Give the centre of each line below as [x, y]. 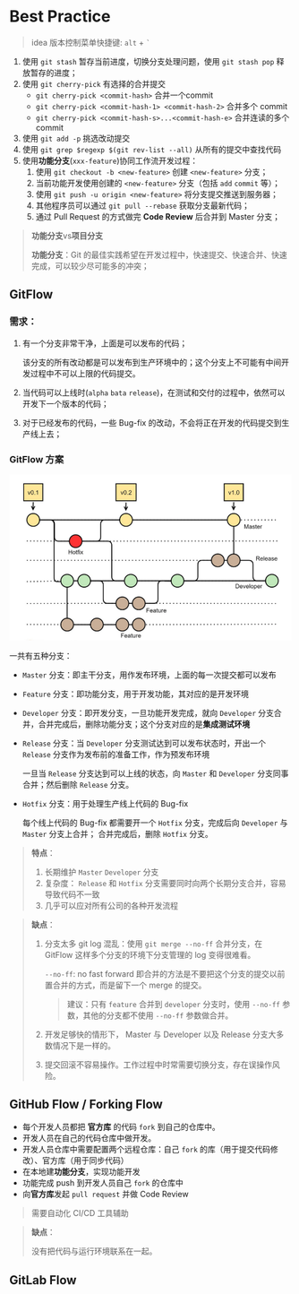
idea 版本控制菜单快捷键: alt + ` [90, 42]
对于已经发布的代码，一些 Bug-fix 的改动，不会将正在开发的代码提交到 [152, 422]
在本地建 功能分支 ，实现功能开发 [81, 1172]
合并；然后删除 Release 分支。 [78, 784]
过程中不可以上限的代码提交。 [85, 373]
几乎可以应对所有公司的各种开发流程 [111, 905]
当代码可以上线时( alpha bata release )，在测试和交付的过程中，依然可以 [154, 393]
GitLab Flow [43, 1280]
